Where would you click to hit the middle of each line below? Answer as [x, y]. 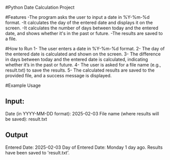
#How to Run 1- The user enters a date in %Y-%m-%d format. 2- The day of [85, 49]
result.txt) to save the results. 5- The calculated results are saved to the [80, 70]
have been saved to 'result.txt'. [38, 152]
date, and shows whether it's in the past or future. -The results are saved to [84, 33]
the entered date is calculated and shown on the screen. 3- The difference [83, 54]
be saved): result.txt [26, 119]
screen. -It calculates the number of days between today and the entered [82, 28]
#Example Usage [23, 85]
